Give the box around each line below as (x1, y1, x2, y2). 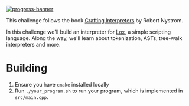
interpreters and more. (6, 41, 61, 48)
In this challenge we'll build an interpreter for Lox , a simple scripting (6, 28, 171, 35)
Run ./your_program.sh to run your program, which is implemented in (14, 87, 183, 94)
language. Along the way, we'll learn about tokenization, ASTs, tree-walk (6, 35, 183, 41)
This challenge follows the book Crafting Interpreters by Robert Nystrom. (6, 17, 184, 24)
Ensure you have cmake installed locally (14, 81, 109, 88)
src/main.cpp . (14, 93, 48, 100)
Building (6, 62, 48, 75)
